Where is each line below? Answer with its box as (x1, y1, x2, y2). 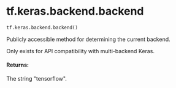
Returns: (6, 61, 29, 68)
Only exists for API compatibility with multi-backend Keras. (6, 47, 155, 54)
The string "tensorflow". (6, 75, 67, 82)
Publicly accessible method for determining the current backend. (6, 35, 170, 43)
